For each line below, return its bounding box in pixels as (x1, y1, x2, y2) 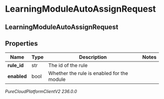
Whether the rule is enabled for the (48, 70, 128, 77)
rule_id (7, 62, 24, 69)
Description (79, 54, 107, 60)
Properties (5, 39, 38, 47)
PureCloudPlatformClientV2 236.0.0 (5, 89, 77, 95)
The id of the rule (48, 62, 88, 69)
